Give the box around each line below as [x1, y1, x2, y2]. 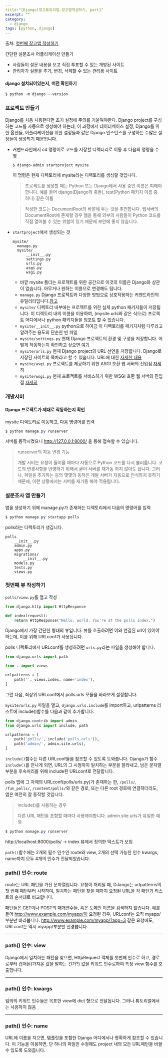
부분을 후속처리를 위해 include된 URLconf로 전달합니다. [5, 768, 114, 774]
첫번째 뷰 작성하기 [5, 582, 46, 589]
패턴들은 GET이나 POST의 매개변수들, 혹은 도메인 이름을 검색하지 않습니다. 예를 [5, 905, 160, 911]
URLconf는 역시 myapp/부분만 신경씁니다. [5, 924, 88, 930]
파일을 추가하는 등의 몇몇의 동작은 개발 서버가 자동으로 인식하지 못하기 [24, 472, 160, 478]
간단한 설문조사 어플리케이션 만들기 [5, 51, 73, 57]
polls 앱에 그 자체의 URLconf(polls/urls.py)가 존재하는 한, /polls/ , [5, 779, 136, 785]
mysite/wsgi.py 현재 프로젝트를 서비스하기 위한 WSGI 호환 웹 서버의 [19, 373, 153, 379]
